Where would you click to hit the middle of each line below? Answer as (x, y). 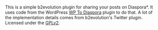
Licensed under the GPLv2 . (33, 23)
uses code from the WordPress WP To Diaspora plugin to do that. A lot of (79, 12)
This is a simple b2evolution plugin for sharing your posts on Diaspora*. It (79, 7)
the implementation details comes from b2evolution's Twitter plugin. (74, 17)
